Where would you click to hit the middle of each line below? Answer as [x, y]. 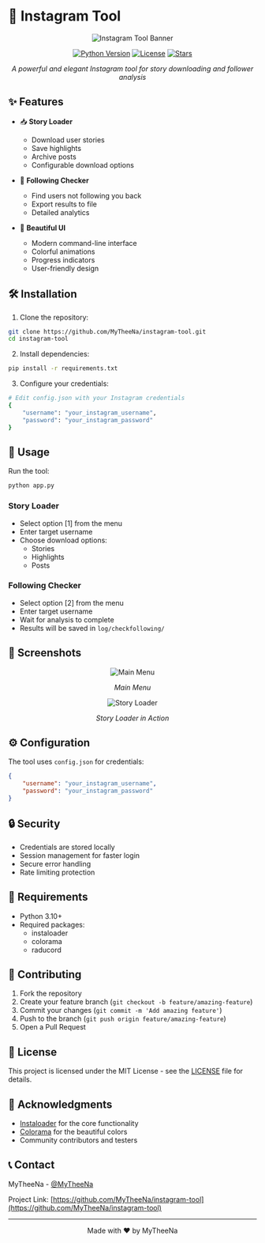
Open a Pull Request [53, 1027]
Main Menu [132, 687]
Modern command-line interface [84, 243]
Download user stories [68, 140]
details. [20, 1079]
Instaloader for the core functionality [79, 1124]
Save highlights [56, 148]
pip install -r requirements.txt [63, 368]
